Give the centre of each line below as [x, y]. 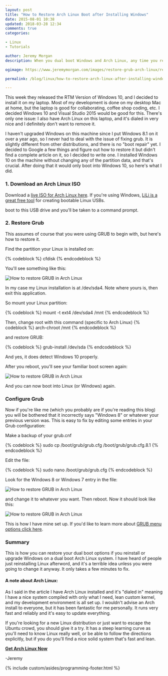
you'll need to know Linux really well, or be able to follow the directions [78, 633]
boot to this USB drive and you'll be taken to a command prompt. [72, 210]
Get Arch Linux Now [26, 648]
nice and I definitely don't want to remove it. [50, 124]
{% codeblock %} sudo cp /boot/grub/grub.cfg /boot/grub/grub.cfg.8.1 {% [82, 445]
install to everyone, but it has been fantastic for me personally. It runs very [82, 608]
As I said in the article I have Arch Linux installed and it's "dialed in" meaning [84, 592]
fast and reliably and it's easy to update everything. [58, 613]
